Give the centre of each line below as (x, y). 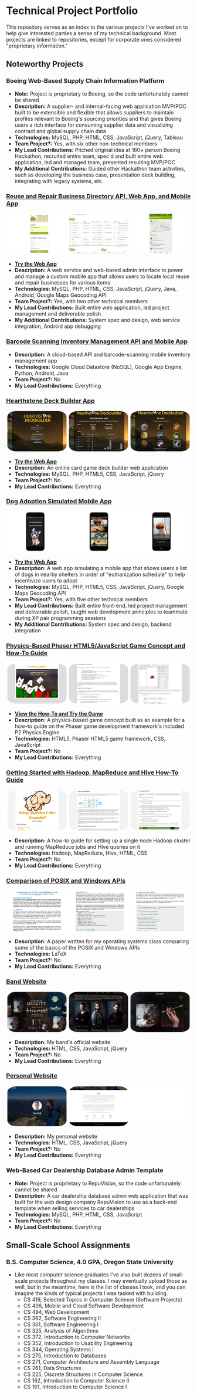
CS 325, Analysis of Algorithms (61, 1331)
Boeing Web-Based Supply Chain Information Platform (85, 81)
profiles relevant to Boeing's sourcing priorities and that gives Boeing (98, 118)
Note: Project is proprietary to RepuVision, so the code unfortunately (98, 1183)
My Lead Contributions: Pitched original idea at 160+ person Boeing (97, 150)
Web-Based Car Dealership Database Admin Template (85, 1170)
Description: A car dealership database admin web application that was (101, 1195)
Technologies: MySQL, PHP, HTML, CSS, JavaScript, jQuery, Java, (96, 289)
